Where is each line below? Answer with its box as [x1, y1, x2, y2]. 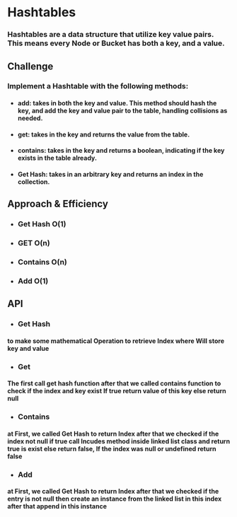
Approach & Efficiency [7, 198, 108, 210]
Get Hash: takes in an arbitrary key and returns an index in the [17, 170, 204, 178]
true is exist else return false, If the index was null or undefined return [7, 444, 216, 453]
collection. [17, 178, 50, 186]
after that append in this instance [7, 502, 108, 511]
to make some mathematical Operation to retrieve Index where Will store [7, 337, 225, 345]
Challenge [7, 60, 54, 72]
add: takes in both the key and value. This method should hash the [17, 99, 217, 108]
